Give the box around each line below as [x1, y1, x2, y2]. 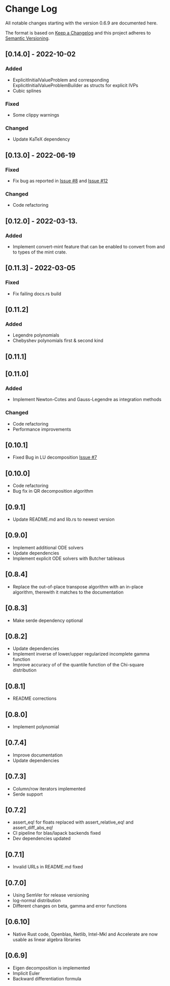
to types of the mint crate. [12, 249, 67, 255]
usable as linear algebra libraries [12, 936, 81, 942]
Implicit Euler [12, 970, 40, 976]
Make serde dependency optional [12, 617, 83, 624]
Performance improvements [12, 426, 72, 432]
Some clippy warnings [12, 111, 59, 118]
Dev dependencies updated [12, 835, 71, 841]
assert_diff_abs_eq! [12, 825, 53, 831]
